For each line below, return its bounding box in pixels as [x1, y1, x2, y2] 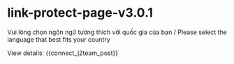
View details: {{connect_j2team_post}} [7, 49, 119, 57]
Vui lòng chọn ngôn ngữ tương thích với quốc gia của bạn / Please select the [7, 28, 227, 36]
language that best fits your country [7, 35, 110, 43]
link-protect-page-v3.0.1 [7, 5, 154, 21]
